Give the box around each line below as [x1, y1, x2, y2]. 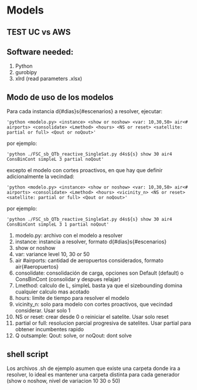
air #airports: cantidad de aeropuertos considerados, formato [15, 257, 164, 264]
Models [6, 4, 44, 17]
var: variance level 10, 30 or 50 [15, 251, 90, 258]
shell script [6, 349, 49, 359]
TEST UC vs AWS [6, 27, 71, 37]
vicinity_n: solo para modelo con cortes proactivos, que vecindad [15, 301, 173, 308]
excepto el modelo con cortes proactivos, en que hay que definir [6, 167, 163, 174]
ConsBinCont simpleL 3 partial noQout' [6, 157, 104, 163]
